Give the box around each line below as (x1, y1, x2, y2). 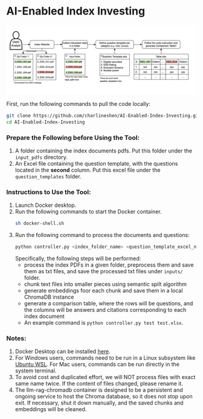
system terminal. (14, 367, 57, 374)
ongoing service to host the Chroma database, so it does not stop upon (14, 393, 193, 400)
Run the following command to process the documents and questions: (14, 232, 190, 239)
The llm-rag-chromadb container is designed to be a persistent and (14, 386, 183, 394)
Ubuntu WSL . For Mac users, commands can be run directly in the (14, 361, 180, 368)
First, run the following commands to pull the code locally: (6, 100, 151, 108)
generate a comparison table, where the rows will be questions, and (24, 300, 193, 307)
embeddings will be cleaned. (14, 406, 87, 413)
